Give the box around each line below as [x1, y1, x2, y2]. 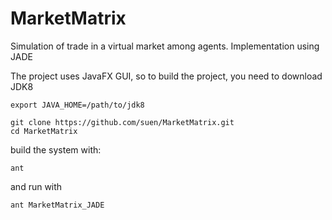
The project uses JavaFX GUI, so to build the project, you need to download [10, 70, 323, 82]
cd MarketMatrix [10, 126, 78, 136]
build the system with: [10, 143, 102, 156]
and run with [10, 180, 63, 192]
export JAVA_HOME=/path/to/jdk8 [10, 100, 145, 110]
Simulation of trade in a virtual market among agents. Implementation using [10, 40, 320, 52]
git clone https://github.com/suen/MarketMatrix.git [10, 117, 235, 127]
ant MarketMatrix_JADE [10, 200, 105, 210]
